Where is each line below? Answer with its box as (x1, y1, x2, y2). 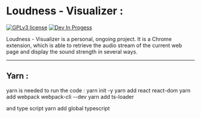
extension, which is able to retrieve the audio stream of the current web (6, 42, 182, 49)
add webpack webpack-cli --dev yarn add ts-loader (6, 93, 135, 100)
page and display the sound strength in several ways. (6, 48, 138, 55)
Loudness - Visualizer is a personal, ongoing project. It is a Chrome (6, 35, 172, 42)
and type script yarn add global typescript (6, 104, 110, 111)
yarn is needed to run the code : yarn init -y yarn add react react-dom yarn (6, 86, 191, 94)
